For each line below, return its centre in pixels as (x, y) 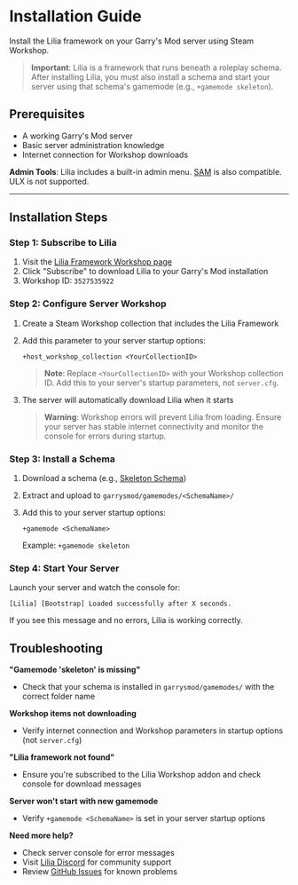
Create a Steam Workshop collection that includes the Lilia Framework (150, 323)
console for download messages (82, 784)
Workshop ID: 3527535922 (68, 281)
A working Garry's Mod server (77, 136)
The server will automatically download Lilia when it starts (128, 399)
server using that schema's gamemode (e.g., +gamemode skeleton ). (152, 86)
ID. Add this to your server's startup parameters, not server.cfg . (161, 383)
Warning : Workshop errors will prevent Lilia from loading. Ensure (163, 417)
